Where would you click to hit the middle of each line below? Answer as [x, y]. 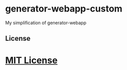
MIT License [31, 60]
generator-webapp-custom [64, 9]
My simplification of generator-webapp [46, 23]
